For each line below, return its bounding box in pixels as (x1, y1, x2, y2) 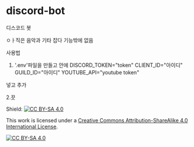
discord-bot (6, 4, 65, 18)
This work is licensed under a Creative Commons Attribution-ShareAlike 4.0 (6, 117, 188, 124)
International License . (6, 123, 58, 130)
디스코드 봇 (6, 24, 32, 31)
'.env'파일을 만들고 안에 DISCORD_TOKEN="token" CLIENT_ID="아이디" (14, 61, 183, 69)
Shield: (6, 105, 23, 112)
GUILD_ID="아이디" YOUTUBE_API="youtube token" (14, 69, 140, 76)
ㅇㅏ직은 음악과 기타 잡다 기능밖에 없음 (6, 36, 93, 43)
